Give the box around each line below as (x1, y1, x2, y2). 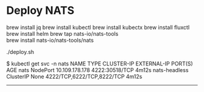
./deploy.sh (6, 48, 35, 55)
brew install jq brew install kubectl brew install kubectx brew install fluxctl (6, 24, 190, 31)
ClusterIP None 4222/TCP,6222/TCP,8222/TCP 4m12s (6, 73, 143, 80)
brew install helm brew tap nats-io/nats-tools (6, 30, 118, 37)
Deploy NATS (6, 4, 75, 18)
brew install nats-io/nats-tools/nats (6, 36, 94, 44)
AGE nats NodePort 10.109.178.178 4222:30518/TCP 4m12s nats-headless (6, 66, 189, 73)
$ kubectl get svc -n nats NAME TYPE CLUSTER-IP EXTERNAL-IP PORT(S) (6, 60, 193, 67)
